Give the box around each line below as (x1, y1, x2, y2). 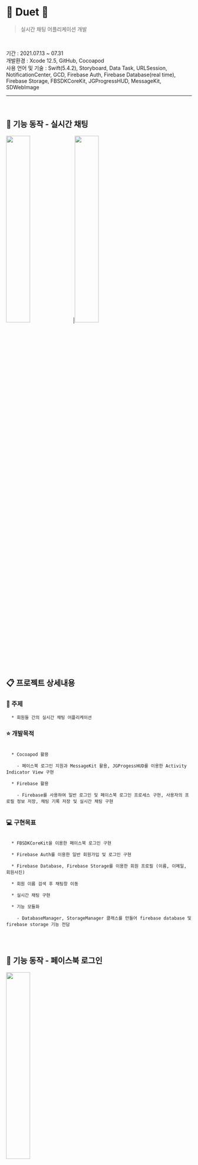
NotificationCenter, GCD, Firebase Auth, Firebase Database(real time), (6, 71, 176, 78)
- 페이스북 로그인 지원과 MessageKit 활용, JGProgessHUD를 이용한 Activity (16, 763, 187, 769)
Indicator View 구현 (6, 769, 54, 775)
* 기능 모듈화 (11, 904, 40, 910)
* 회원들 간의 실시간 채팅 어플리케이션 (11, 715, 93, 721)
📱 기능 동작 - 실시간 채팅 (6, 119, 88, 130)
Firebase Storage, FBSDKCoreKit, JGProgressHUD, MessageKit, (6, 77, 161, 85)
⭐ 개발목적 (6, 730, 34, 738)
